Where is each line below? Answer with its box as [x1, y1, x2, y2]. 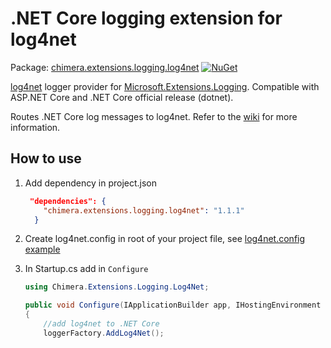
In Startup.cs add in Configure [24, 263, 149, 275]
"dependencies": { [29, 196, 107, 206]
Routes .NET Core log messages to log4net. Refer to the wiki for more [10, 110, 298, 122]
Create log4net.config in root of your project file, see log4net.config [24, 233, 306, 245]
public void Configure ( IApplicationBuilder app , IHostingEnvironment [24, 300, 322, 311]
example [24, 243, 61, 256]
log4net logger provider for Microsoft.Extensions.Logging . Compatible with [10, 80, 320, 92]
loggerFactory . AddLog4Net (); [43, 328, 165, 338]
